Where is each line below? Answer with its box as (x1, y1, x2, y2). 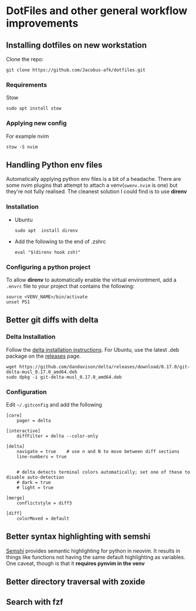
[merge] (6, 495, 25, 501)
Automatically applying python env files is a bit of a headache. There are (6, 176, 181, 183)
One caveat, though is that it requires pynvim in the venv (6, 560, 145, 567)
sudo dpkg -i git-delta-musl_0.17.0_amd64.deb (6, 374, 122, 380)
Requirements (6, 81, 48, 89)
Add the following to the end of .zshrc (14, 237, 106, 245)
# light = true (16, 484, 54, 490)
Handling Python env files (6, 160, 103, 170)
